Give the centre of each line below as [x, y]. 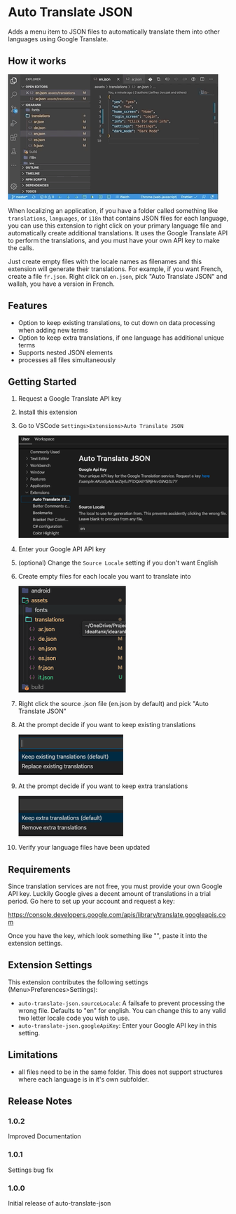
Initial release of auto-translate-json [60, 1203]
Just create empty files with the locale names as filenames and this [105, 261]
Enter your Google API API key [62, 549]
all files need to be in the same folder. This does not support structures [120, 1072]
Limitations [33, 1055]
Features [28, 306]
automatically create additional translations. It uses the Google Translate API [118, 233]
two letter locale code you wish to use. [74, 1018]
